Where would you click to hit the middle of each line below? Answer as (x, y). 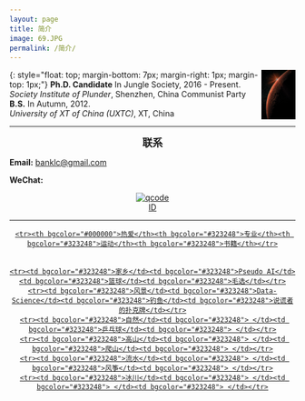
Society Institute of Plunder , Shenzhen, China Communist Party (128, 95)
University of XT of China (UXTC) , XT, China (92, 114)
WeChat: (26, 180)
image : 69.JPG (36, 38)
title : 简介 (30, 29)
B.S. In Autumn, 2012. (50, 104)
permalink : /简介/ (43, 48)
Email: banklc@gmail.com (58, 163)
